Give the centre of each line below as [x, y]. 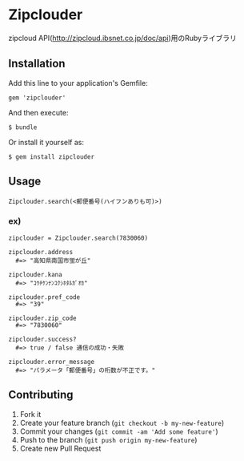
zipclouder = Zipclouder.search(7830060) [78, 238]
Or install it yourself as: [46, 142]
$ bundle [23, 127]
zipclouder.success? [43, 339]
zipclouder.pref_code [44, 297]
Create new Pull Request [60, 448]
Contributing [41, 395]
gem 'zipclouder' [37, 98]
